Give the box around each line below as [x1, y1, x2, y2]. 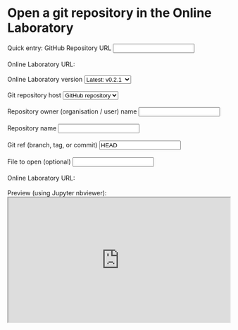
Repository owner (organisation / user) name [7, 107, 137, 116]
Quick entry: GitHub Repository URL [7, 44, 112, 52]
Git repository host [7, 90, 62, 99]
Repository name [7, 123, 57, 132]
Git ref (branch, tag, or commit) [7, 140, 98, 149]
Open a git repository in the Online [7, 5, 212, 21]
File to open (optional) [7, 157, 72, 166]
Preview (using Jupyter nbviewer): [7, 188, 107, 197]
